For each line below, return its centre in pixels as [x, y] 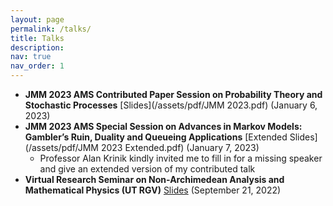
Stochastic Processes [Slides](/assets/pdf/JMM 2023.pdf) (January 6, [171, 105]
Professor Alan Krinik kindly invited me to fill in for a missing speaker [181, 158]
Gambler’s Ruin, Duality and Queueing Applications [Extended [156, 137]
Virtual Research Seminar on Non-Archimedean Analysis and [154, 179]
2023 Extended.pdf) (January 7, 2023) [180, 147]
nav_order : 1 [37, 66]
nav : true [31, 57]
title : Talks [37, 38]
